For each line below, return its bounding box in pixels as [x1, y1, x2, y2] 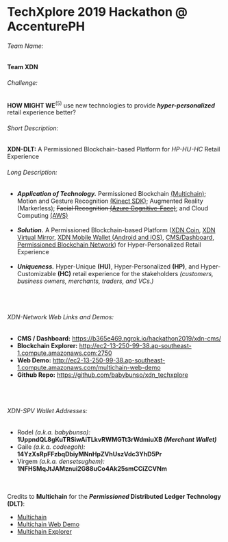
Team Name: [7, 42, 44, 50]
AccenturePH [7, 19, 86, 34]
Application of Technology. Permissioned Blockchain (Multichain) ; [16, 189, 207, 197]
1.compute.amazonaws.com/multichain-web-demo [16, 363, 161, 371]
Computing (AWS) [16, 211, 68, 219]
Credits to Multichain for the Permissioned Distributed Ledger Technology [7, 493, 221, 501]
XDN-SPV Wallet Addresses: [7, 407, 88, 415]
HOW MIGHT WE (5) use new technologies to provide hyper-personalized [7, 100, 216, 110]
